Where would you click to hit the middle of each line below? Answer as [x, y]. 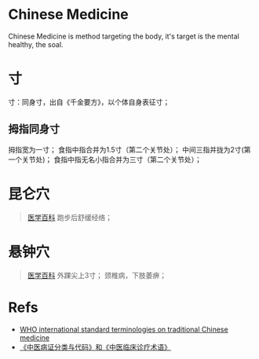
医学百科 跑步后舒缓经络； [69, 217]
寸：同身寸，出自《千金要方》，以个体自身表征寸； [89, 102]
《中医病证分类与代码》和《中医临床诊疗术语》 [95, 346]
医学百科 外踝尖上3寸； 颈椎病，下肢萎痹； [97, 275]
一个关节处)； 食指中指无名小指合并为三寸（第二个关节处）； [105, 159]
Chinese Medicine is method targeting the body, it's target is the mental [124, 36]
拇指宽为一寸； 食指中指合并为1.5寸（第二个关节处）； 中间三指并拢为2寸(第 [129, 149]
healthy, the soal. [36, 44]
